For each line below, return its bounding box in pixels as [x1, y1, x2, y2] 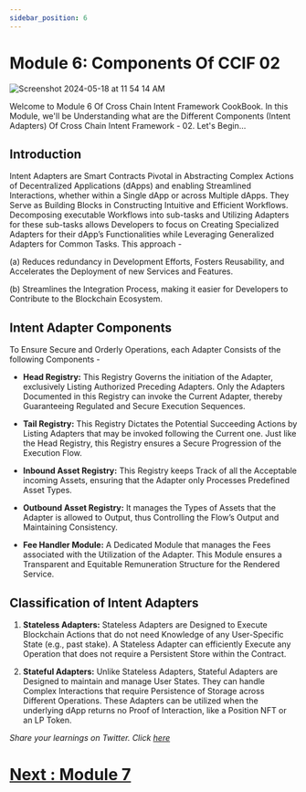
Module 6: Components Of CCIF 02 [9, 52, 280, 73]
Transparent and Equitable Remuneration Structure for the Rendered [22, 559, 280, 570]
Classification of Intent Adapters [9, 595, 199, 610]
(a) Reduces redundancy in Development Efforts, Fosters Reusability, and [9, 257, 285, 268]
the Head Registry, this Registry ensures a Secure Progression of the [22, 438, 281, 449]
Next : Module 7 [9, 765, 132, 786]
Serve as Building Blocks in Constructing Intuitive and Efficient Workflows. [9, 200, 290, 211]
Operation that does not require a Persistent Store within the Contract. [22, 649, 287, 659]
